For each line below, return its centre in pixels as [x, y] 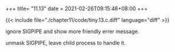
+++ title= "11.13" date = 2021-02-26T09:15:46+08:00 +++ [77, 9]
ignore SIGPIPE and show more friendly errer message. [72, 31]
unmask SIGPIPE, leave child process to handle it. [66, 43]
